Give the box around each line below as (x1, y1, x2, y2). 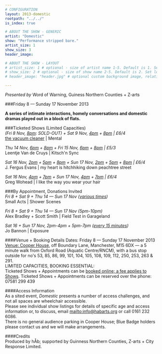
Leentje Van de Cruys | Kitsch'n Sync (5, 150, 79, 156)
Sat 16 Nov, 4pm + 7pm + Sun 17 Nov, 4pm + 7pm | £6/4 (5, 174, 117, 179)
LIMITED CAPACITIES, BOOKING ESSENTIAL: (5, 263, 95, 269)
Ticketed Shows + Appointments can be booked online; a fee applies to (5, 268, 147, 274)
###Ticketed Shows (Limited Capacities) (5, 125, 86, 131)
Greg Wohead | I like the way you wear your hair (5, 179, 101, 185)
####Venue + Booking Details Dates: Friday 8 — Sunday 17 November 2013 (5, 237, 155, 243)
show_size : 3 (5, 47, 31, 52)
